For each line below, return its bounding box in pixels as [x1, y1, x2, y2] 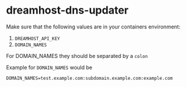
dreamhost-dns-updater [6, 4, 129, 17]
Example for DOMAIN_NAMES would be [6, 63, 93, 71]
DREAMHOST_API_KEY [14, 36, 60, 41]
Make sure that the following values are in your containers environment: [6, 23, 181, 30]
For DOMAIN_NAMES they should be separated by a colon [6, 52, 148, 59]
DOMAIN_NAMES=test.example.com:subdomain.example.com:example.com [6, 75, 173, 81]
